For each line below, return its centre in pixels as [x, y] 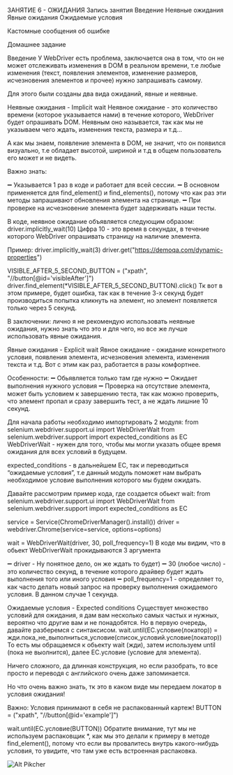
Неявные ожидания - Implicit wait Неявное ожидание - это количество [113, 107]
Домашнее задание [37, 44]
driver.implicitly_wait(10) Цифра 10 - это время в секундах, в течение [108, 229]
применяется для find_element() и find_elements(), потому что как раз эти [117, 193]
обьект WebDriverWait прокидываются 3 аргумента [84, 550]
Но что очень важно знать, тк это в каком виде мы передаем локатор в [114, 687]
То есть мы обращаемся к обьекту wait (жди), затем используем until [112, 645]
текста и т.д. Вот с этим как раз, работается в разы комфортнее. [104, 364]
